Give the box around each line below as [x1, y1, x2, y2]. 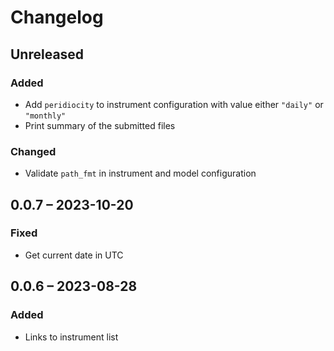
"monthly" [24, 111, 67, 121]
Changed [10, 144, 57, 158]
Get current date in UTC [24, 249, 124, 261]
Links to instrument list [24, 331, 119, 343]
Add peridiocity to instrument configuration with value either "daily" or [24, 98, 324, 110]
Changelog [10, 6, 104, 29]
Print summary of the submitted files [24, 119, 176, 131]
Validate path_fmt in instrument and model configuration [24, 167, 257, 180]
